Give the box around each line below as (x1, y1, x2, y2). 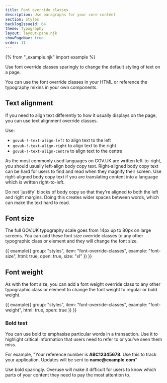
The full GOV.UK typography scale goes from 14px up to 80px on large (5, 227, 151, 233)
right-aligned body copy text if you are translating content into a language (5, 173, 158, 179)
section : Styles (5, 17, 39, 22)
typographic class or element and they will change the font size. (5, 238, 138, 244)
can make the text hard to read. (5, 200, 70, 206)
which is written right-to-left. (5, 179, 65, 185)
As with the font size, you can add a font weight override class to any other (5, 281, 161, 287)
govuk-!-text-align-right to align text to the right (12, 142, 117, 149)
